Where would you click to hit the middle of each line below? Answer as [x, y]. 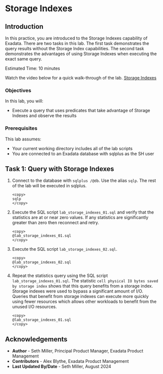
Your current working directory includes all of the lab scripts [72, 148]
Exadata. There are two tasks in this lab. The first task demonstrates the [77, 43]
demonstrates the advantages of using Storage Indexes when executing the [81, 54]
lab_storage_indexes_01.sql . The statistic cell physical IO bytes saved [85, 281]
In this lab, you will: [24, 101]
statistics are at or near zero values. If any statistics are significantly [80, 217]
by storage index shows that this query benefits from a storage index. [82, 286]
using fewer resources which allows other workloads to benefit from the [84, 302]
